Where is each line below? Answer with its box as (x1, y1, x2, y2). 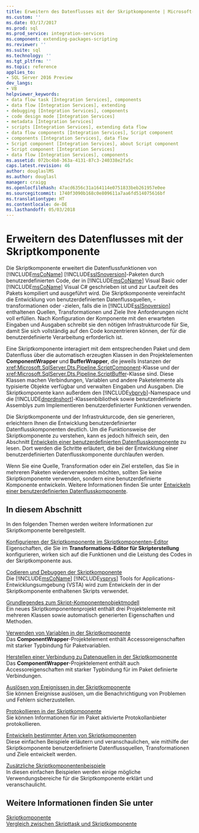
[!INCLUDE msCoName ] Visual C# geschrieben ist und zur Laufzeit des (6, 284, 179, 291)
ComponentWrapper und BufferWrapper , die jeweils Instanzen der (6, 358, 171, 365)
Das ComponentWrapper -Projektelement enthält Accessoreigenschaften (6, 635, 185, 642)
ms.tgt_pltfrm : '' (6, 58, 52, 64)
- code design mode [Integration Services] (6, 113, 115, 119)
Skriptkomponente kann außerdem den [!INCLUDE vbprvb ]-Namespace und (6, 389, 191, 397)
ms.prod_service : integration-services (6, 31, 105, 37)
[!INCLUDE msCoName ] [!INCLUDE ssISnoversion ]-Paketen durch (6, 271, 165, 278)
